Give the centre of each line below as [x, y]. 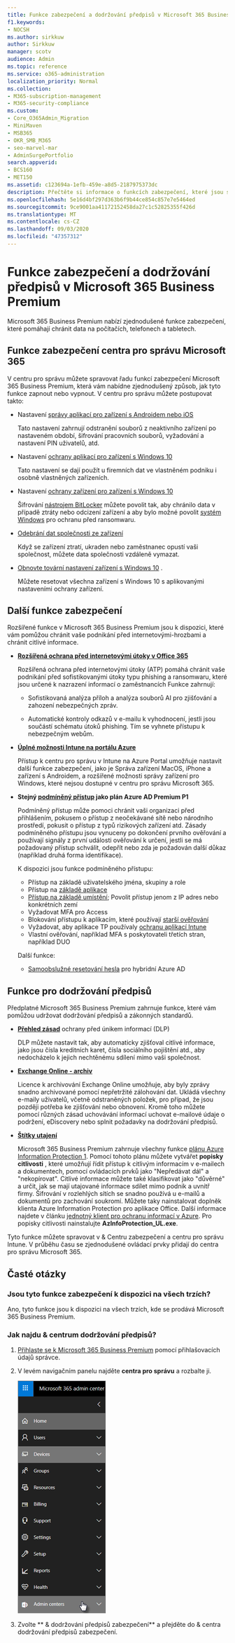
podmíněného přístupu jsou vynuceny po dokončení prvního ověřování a [122, 833]
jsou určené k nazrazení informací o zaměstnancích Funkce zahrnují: [116, 685]
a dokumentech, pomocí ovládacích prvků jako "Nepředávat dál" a [113, 1171]
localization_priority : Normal [53, 81]
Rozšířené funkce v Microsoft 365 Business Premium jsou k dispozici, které [115, 628]
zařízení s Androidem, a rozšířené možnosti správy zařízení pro [108, 776]
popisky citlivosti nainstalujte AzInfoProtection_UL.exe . [98, 1223]
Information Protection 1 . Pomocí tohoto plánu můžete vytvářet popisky [120, 1157]
